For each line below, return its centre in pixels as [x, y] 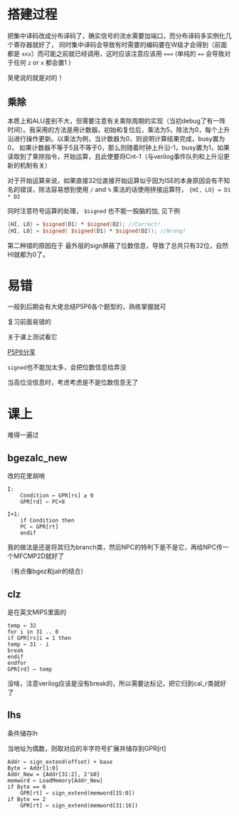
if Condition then [47, 521]
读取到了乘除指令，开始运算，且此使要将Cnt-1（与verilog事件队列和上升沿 [116, 156]
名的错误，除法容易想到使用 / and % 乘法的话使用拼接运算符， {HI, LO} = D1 [119, 189]
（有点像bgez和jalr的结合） [47, 572]
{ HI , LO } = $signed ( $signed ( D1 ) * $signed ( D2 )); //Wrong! [97, 231]
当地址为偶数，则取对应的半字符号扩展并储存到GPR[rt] [87, 748]
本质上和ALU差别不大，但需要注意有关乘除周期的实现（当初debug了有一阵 [117, 120]
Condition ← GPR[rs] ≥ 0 [57, 496]
